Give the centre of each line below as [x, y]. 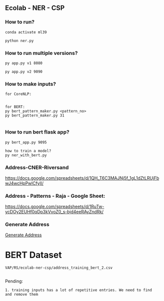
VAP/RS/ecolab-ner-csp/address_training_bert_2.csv [59, 268]
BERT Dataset [34, 255]
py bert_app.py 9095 [26, 142]
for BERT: [15, 107]
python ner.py [20, 41]
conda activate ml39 [26, 32]
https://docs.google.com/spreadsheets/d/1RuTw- [55, 207]
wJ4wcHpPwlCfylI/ [24, 183]
